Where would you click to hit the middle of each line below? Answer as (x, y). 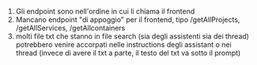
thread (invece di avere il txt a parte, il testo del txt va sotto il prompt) (128, 53)
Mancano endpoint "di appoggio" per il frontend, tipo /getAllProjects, (128, 20)
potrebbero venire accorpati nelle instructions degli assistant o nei (123, 45)
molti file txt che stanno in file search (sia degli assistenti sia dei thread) (132, 36)
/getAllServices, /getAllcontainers (70, 28)
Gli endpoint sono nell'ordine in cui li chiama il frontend (105, 11)
